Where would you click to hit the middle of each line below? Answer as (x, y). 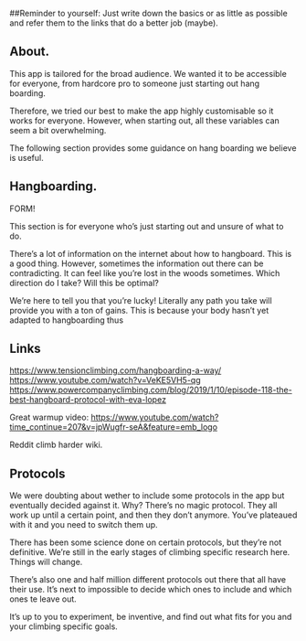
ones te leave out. (43, 599)
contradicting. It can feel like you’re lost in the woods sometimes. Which (145, 272)
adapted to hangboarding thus (67, 320)
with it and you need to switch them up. (84, 525)
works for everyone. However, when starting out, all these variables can (145, 120)
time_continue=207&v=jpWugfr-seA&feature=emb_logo (113, 427)
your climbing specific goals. (64, 626)
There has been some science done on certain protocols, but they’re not (146, 542)
